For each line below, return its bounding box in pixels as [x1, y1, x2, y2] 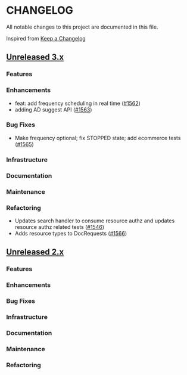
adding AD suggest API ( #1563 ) [14, 106, 92, 113]
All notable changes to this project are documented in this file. [6, 23, 158, 30]
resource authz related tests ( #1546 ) [14, 223, 105, 230]
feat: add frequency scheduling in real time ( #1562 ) [14, 100, 141, 107]
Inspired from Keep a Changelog [6, 35, 86, 42]
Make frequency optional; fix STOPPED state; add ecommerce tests [14, 134, 181, 141]
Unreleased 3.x [6, 52, 64, 63]
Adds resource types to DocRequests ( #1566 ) [14, 230, 127, 237]
